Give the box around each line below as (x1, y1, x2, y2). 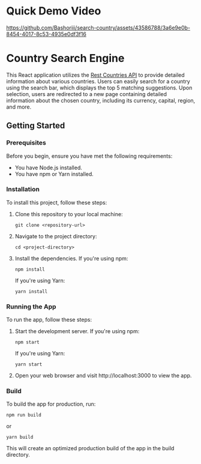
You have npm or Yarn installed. (14, 170, 94, 178)
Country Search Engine (6, 52, 125, 65)
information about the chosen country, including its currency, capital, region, (6, 97, 196, 104)
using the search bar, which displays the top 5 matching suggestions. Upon (6, 84, 193, 91)
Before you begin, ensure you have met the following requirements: (6, 152, 173, 160)
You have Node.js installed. (14, 164, 83, 171)
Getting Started (6, 121, 65, 131)
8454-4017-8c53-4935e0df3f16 (6, 30, 87, 37)
